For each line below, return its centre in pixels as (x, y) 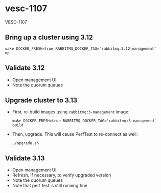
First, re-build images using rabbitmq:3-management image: (71, 112)
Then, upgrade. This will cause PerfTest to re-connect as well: (75, 134)
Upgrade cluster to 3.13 (41, 100)
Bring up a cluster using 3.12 (49, 37)
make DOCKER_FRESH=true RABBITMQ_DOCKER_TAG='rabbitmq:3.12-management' (81, 49)
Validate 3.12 (25, 68)
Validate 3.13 (25, 158)
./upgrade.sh (25, 143)
